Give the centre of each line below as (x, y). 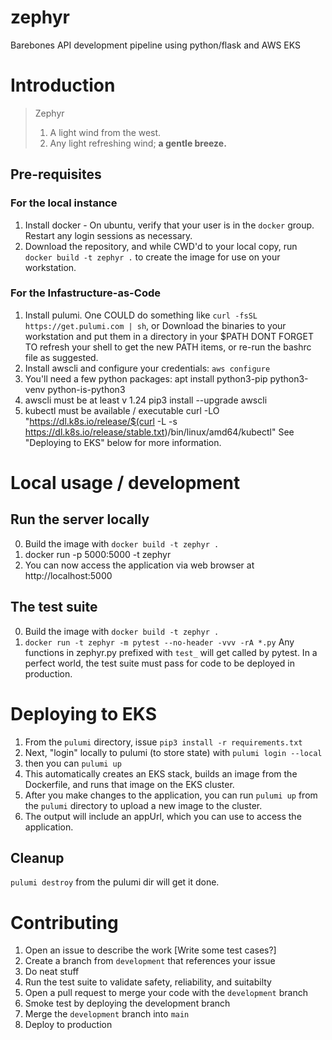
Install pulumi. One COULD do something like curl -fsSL (141, 315)
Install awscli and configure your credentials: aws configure (147, 368)
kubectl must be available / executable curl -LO (122, 410)
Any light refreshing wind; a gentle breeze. (138, 143)
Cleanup (37, 858)
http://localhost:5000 (68, 575)
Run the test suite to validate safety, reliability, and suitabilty (148, 982)
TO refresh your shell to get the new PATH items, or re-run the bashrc (168, 347)
